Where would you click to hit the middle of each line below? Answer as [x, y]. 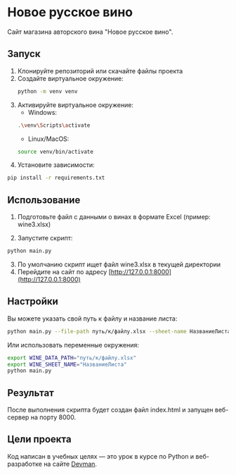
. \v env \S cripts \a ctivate [54, 125]
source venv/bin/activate [55, 152]
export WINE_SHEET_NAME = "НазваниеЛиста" [67, 364]
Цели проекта [39, 439]
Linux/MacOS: [48, 139]
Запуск [24, 54]
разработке [25, 464]
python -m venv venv [47, 91]
